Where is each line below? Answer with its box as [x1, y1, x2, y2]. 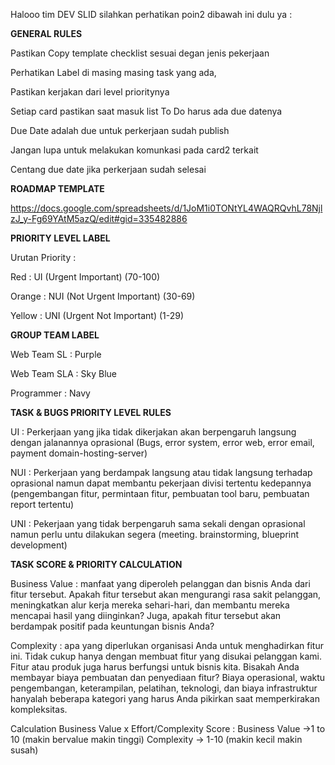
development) [10, 539, 68, 551]
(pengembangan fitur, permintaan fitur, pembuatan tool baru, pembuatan [10, 488, 310, 499]
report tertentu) [10, 499, 75, 510]
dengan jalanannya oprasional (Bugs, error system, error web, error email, [10, 437, 315, 448]
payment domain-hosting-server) [10, 447, 148, 459]
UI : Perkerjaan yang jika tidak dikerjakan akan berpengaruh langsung [10, 426, 297, 438]
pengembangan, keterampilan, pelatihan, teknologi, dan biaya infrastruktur [10, 682, 318, 694]
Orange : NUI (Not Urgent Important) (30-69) [10, 290, 196, 302]
